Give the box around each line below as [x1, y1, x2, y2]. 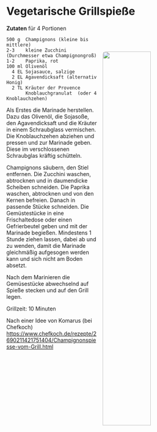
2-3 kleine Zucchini [6, 47, 67, 53]
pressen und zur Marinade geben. [6, 139, 92, 146]
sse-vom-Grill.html [6, 342, 54, 350]
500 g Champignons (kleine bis [6, 36, 89, 42]
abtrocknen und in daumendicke [6, 177, 88, 184]
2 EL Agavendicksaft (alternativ [12, 74, 97, 80]
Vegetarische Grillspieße [6, 4, 136, 18]
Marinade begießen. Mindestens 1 [6, 229, 92, 236]
